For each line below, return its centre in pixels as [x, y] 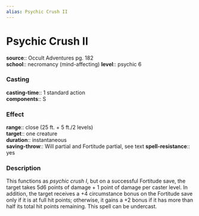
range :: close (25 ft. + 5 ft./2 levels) [50, 127]
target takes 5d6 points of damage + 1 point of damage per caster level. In [97, 187]
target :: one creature [32, 134]
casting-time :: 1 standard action [46, 92]
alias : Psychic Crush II [37, 12]
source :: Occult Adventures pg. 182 [50, 58]
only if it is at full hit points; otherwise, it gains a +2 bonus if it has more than [100, 200]
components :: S [26, 98]
